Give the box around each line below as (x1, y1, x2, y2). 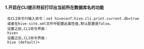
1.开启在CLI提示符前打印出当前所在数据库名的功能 (5, 4, 104, 10)
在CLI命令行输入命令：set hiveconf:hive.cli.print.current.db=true (7, 16, 139, 21)
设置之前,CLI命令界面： (7, 26, 48, 31)
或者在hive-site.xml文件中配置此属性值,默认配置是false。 (7, 22, 114, 26)
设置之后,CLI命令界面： (7, 36, 48, 41)
